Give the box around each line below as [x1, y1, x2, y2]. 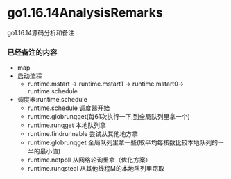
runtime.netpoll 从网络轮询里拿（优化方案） [27, 156, 152, 164]
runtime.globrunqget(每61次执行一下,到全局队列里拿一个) [27, 113, 191, 121]
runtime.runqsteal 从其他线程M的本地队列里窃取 [27, 164, 165, 173]
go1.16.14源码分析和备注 [7, 28, 75, 37]
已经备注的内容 [7, 47, 58, 57]
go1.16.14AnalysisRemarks [7, 5, 163, 21]
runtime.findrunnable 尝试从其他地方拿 [27, 130, 139, 138]
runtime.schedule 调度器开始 [27, 104, 110, 112]
